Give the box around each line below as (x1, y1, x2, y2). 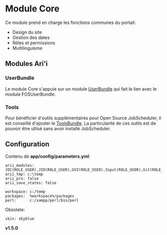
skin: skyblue (5, 216, 35, 221)
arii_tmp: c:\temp (5, 172, 43, 177)
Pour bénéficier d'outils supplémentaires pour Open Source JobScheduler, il (5, 115, 162, 121)
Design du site (12, 29, 42, 35)
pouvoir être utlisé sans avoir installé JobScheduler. (5, 125, 111, 131)
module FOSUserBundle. (5, 91, 56, 97)
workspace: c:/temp (5, 189, 46, 194)
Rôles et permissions (12, 39, 56, 45)
